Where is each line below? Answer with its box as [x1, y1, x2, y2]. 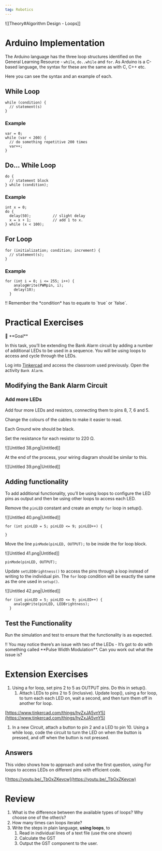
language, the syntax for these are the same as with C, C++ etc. [18, 64, 146, 69]
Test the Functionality [5, 619, 73, 627]
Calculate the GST [19, 835, 56, 841]
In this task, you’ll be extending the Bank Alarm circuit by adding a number [5, 342, 153, 348]
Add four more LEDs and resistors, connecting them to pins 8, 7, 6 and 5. [5, 407, 150, 413]
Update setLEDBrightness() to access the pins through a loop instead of [5, 568, 149, 574]
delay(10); [14, 287, 36, 292]
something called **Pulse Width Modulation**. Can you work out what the [5, 647, 153, 653]
